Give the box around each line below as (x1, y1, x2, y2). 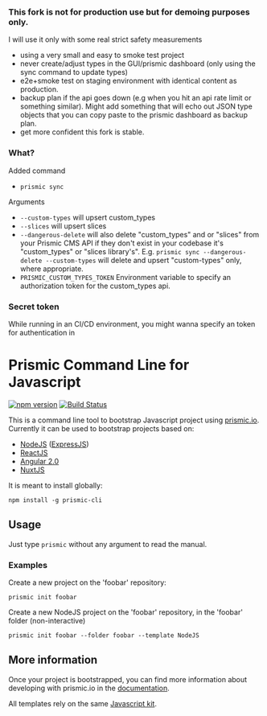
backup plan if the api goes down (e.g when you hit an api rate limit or (19, 93, 252, 103)
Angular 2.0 (19, 456, 60, 466)
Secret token (8, 301, 60, 312)
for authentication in (8, 327, 76, 337)
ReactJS (19, 447, 48, 457)
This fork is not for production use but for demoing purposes (8, 6, 251, 18)
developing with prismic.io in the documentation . (8, 683, 170, 693)
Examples (8, 559, 48, 570)
